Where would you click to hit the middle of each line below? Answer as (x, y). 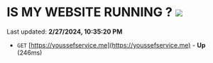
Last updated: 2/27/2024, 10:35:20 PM (65, 31)
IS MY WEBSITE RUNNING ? (90, 12)
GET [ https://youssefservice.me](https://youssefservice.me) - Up (111, 45)
